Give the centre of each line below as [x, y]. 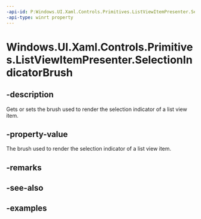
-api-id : [17, 12]
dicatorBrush [39, 72]
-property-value [37, 134]
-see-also [25, 188]
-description [30, 94]
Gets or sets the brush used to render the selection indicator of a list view [97, 109]
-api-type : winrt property [40, 17]
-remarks [24, 168]
